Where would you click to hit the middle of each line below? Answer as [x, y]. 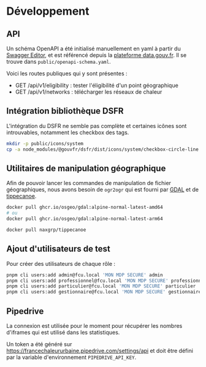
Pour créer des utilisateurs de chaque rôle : [61, 263]
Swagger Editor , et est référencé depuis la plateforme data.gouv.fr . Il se [97, 55]
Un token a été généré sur [39, 344]
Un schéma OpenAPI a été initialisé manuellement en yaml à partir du [93, 48]
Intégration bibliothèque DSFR [65, 111]
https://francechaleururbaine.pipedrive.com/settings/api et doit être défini [100, 351]
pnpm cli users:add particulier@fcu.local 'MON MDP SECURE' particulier [101, 286]
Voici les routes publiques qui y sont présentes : [67, 74]
